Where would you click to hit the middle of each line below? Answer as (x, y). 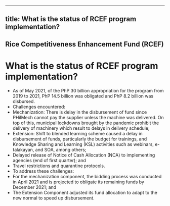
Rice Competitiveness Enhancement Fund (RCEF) (84, 44)
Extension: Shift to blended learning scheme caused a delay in (77, 133)
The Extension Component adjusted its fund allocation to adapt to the (85, 192)
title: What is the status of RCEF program (71, 19)
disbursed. (24, 101)
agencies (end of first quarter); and (49, 160)
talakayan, (23, 149)
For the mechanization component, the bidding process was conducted (87, 176)
